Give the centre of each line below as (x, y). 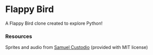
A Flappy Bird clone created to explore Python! (54, 23)
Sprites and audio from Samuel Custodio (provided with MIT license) (77, 47)
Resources (19, 36)
